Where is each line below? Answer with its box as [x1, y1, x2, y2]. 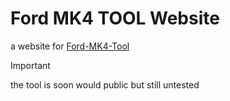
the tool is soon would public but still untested [10, 78, 200, 91]
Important [10, 59, 51, 71]
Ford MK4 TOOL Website [10, 7, 220, 30]
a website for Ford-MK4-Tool [10, 40, 130, 52]
